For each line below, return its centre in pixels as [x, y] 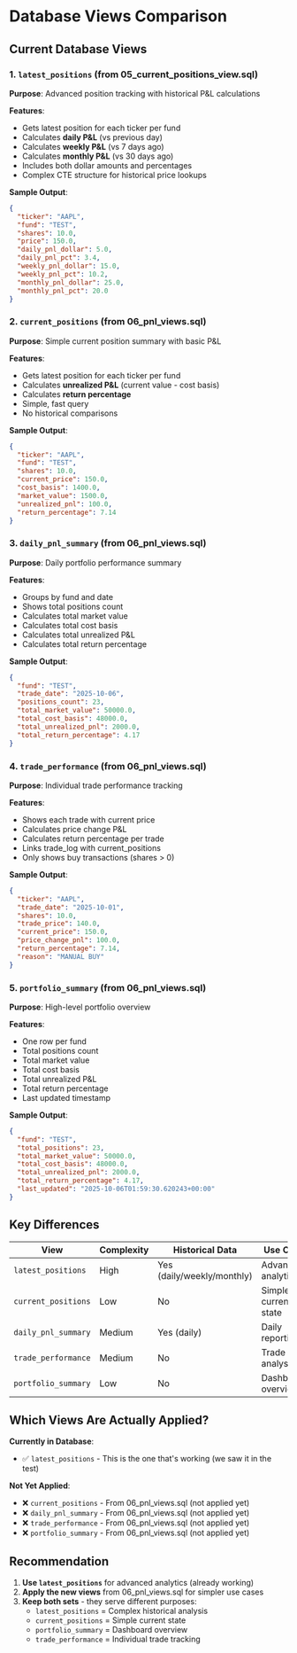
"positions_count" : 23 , [61, 702]
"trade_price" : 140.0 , [59, 924]
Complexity [124, 1250]
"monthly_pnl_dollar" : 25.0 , [71, 282]
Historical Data [205, 1250]
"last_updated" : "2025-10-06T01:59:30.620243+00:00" [116, 1189]
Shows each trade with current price [88, 819]
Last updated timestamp [66, 1097]
